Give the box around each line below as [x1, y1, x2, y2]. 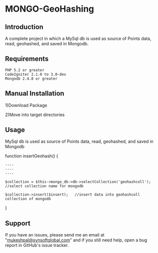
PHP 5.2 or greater [5, 67, 45, 72]
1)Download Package [5, 102, 48, 108]
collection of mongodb [5, 197, 51, 202]
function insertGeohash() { [5, 153, 58, 159]
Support [5, 219, 31, 227]
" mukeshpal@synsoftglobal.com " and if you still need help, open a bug [5, 237, 147, 243]
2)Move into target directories [5, 112, 65, 118]
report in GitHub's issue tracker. [5, 242, 69, 248]
